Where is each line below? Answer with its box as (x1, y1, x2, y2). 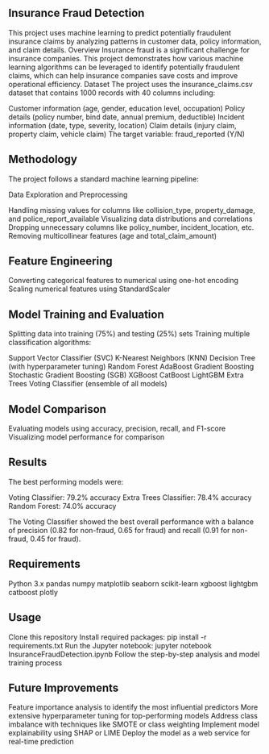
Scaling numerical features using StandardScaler (8, 284, 171, 294)
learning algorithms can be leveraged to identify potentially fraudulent (8, 62, 240, 72)
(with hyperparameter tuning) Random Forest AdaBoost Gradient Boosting (8, 362, 255, 372)
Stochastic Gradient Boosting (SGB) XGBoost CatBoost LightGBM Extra (8, 370, 244, 380)
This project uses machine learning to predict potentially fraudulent (8, 27, 232, 37)
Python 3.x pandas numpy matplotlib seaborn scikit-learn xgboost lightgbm (8, 578, 259, 588)
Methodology (8, 152, 78, 166)
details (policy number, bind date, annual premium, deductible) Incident (8, 112, 245, 122)
